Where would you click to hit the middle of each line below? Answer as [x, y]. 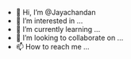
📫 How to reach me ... [52, 47]
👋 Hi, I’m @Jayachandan [56, 12]
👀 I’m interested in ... [49, 21]
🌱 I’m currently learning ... [58, 29]
